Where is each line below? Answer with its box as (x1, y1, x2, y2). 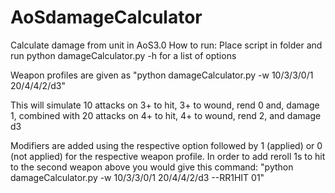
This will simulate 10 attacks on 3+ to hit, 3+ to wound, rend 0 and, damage (10, 99, 320, 111)
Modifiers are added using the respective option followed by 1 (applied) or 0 (10, 139, 323, 151)
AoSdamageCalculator (10, 6, 203, 29)
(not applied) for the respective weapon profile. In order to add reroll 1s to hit (10, 150, 326, 162)
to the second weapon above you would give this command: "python (10, 161, 294, 173)
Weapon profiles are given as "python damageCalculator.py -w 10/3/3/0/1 (10, 69, 314, 81)
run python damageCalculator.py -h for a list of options (10, 49, 237, 61)
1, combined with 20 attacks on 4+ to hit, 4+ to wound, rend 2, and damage (10, 109, 322, 121)
